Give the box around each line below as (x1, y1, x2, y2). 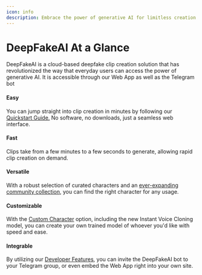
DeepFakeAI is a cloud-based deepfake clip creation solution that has (6, 61, 180, 68)
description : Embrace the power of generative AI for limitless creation (6, 15, 197, 21)
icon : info (6, 8, 34, 15)
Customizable (6, 202, 42, 209)
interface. (6, 120, 30, 127)
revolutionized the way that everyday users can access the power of (6, 67, 177, 75)
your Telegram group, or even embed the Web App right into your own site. (6, 262, 194, 270)
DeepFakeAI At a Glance (6, 41, 130, 55)
